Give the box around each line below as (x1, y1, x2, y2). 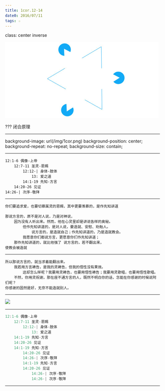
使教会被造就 (5, 246, 27, 251)
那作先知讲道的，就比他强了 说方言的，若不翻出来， (14, 240, 104, 245)
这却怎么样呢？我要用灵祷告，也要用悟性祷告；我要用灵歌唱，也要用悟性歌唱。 (23, 270, 158, 275)
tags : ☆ (5, 18, 21, 23)
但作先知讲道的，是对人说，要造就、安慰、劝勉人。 (23, 224, 110, 229)
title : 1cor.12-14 (5, 8, 43, 13)
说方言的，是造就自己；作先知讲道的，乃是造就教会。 (31, 230, 123, 235)
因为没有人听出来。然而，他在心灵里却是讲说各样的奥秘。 (14, 219, 113, 224)
